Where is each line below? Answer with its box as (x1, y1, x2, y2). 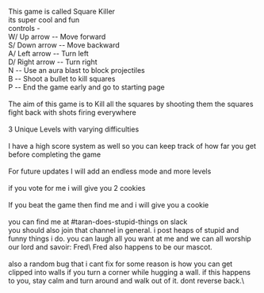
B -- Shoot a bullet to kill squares (8, 74, 116, 83)
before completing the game (8, 150, 101, 159)
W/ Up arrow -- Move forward (8, 32, 106, 41)
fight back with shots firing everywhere (8, 108, 136, 117)
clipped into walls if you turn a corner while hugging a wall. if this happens (8, 268, 251, 276)
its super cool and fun (8, 15, 80, 25)
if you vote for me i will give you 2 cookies (8, 184, 146, 192)
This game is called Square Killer (8, 7, 116, 16)
